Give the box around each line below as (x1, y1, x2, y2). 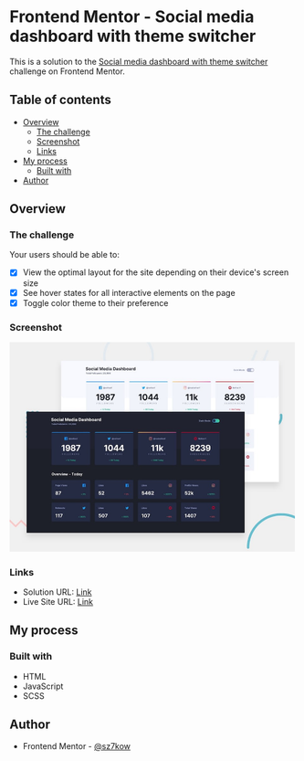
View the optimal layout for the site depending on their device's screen (22, 267, 289, 278)
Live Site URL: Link (22, 596, 94, 607)
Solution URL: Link (22, 587, 92, 597)
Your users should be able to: (9, 249, 121, 260)
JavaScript (22, 681, 64, 692)
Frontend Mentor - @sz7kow (22, 741, 131, 752)
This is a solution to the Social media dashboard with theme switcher (9, 56, 268, 67)
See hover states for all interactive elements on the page (22, 287, 236, 298)
